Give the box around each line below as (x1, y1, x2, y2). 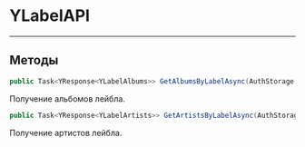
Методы (9, 53, 59, 68)
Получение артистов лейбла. (9, 127, 123, 138)
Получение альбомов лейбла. (9, 93, 125, 104)
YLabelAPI (9, 5, 91, 26)
